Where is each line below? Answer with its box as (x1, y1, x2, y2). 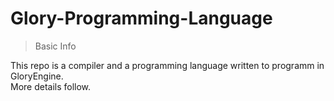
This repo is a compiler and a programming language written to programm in (10, 59, 325, 71)
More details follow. (10, 80, 92, 92)
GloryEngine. (10, 70, 64, 82)
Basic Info (34, 40, 77, 52)
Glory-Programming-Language (10, 7, 273, 30)
